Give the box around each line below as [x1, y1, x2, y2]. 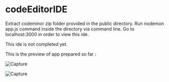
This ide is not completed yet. [5, 41, 68, 47]
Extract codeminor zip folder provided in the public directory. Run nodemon [5, 20, 164, 26]
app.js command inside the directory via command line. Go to [5, 25, 135, 32]
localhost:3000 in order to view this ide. [5, 31, 89, 37]
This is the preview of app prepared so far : [5, 51, 96, 57]
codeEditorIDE [5, 4, 68, 15]
